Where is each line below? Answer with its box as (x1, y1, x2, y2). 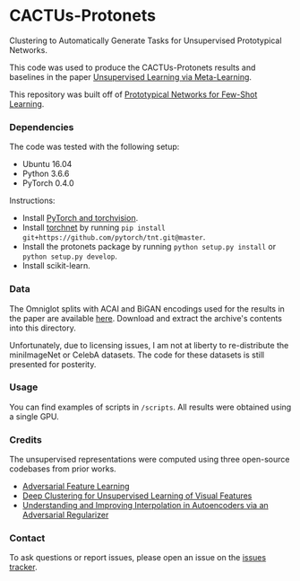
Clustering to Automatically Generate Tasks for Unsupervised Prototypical (9, 35, 282, 46)
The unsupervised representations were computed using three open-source (9, 454, 290, 465)
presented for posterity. (9, 358, 97, 369)
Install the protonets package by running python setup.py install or (21, 242, 276, 252)
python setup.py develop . (21, 251, 118, 261)
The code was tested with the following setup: (9, 141, 180, 153)
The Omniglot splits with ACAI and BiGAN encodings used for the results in (9, 303, 285, 314)
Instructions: (9, 195, 56, 207)
